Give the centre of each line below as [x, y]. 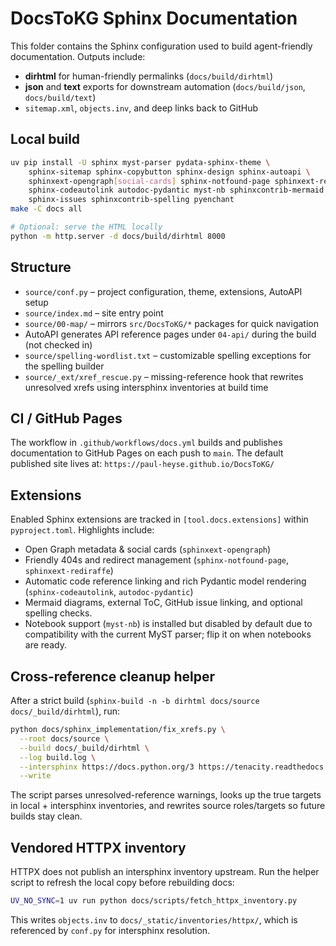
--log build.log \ [58, 757]
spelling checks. [58, 613]
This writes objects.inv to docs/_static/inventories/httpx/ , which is [154, 919]
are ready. [45, 645]
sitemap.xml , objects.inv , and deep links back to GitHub [141, 108]
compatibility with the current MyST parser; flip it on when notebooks [168, 634]
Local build [45, 139]
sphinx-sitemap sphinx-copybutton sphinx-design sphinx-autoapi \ [169, 172]
